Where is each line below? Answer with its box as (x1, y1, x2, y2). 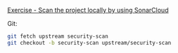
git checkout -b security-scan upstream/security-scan (7, 39, 172, 46)
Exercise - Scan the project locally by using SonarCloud (7, 6, 169, 14)
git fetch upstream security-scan (7, 33, 109, 40)
